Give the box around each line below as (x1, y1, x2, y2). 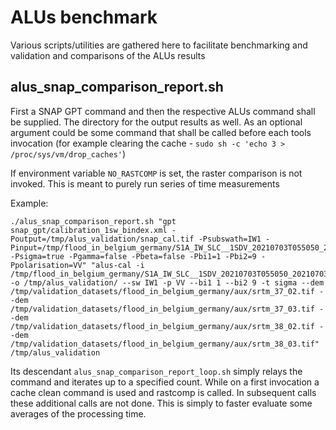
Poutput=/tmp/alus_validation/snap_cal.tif (10, 234, 195, 244)
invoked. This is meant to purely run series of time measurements (10, 177, 280, 190)
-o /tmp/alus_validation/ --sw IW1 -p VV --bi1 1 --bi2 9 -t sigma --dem (10, 277, 325, 288)
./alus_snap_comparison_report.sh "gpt (10, 216, 177, 226)
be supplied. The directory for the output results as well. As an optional (10, 116, 303, 128)
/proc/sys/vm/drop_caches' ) (10, 147, 127, 160)
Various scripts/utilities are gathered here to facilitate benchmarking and (10, 39, 308, 51)
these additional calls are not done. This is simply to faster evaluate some (10, 397, 313, 409)
